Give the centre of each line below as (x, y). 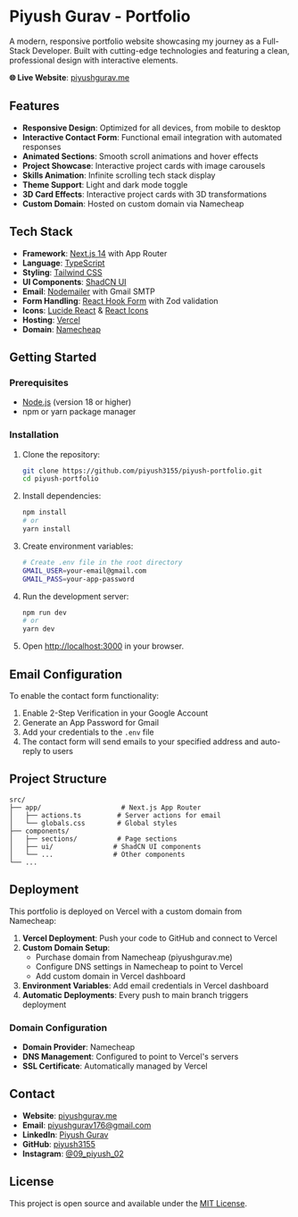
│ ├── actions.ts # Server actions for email (115, 815)
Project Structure (58, 779)
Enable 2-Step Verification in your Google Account (115, 713)
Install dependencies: (62, 496)
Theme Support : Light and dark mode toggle (105, 184)
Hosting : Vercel (51, 320)
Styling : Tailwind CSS (62, 272)
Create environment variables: (78, 546)
